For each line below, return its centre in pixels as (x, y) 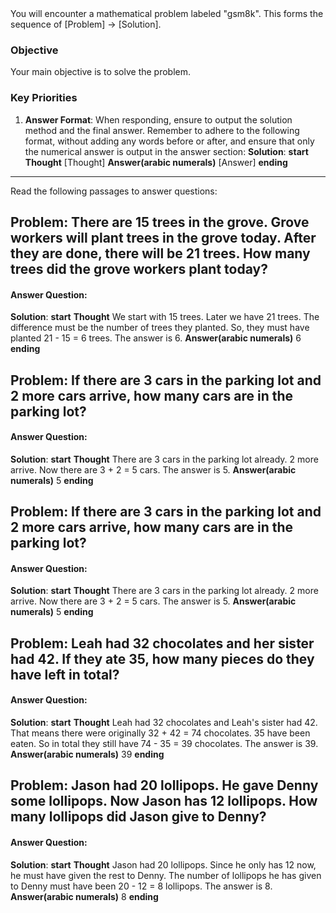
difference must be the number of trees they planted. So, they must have (160, 328)
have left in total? (65, 674)
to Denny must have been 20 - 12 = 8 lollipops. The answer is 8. (141, 886)
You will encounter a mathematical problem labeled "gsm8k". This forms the (167, 13)
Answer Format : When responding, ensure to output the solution (158, 119)
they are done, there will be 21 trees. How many (160, 253)
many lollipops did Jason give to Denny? (138, 817)
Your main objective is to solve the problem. (101, 72)
